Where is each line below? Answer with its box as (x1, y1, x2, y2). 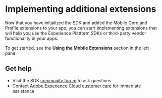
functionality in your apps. (5, 35, 58, 41)
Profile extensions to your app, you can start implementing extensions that (5, 25, 157, 31)
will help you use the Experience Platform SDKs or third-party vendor (5, 30, 146, 36)
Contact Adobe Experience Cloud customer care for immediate (12, 83, 141, 89)
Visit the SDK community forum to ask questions (12, 77, 111, 83)
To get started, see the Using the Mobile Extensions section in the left (5, 45, 149, 51)
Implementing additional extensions (5, 3, 157, 15)
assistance (12, 88, 35, 94)
